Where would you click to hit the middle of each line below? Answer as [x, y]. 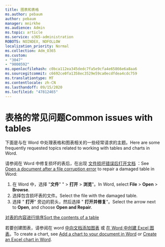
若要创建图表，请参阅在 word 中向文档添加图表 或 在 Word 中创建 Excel [77, 228]
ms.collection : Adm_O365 [30, 51]
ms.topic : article [24, 32]
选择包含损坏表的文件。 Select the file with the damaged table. [75, 196]
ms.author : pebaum [24, 14]
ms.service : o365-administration [39, 37]
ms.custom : [16, 55]
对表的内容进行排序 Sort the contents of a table [52, 218]
